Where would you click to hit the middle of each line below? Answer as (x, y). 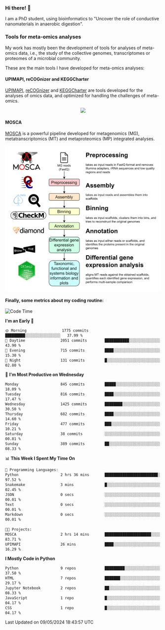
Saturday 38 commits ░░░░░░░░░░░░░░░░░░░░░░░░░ (83, 434)
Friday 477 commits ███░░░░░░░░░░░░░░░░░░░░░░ (83, 424)
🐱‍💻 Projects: (19, 530)
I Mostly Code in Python (30, 559)
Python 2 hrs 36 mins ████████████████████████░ (83, 475)
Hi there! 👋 (18, 8)
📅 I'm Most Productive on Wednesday (44, 375)
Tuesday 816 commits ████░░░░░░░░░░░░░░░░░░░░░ (83, 394)
